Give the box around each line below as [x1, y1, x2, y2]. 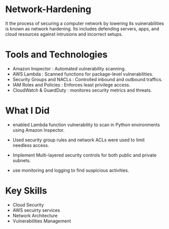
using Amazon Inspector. [12, 127, 65, 133]
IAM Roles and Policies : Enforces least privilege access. [12, 82, 131, 88]
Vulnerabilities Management [12, 218, 71, 224]
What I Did [5, 105, 50, 117]
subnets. [12, 157, 31, 163]
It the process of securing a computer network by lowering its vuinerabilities [5, 20, 164, 26]
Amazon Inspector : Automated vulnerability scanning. [12, 65, 126, 71]
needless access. [12, 142, 50, 148]
